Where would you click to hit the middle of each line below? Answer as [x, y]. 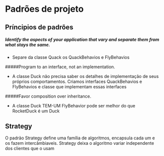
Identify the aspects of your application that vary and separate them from [82, 40]
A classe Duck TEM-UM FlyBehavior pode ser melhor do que [74, 105]
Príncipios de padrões [39, 27]
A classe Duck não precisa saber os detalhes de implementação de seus [85, 76]
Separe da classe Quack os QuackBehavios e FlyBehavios [71, 57]
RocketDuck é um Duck [36, 111]
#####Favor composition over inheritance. [48, 96]
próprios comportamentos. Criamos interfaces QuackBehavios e [77, 81]
